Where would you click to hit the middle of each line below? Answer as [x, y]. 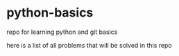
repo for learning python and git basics [62, 32]
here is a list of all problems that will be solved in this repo [89, 45]
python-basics [50, 13]
